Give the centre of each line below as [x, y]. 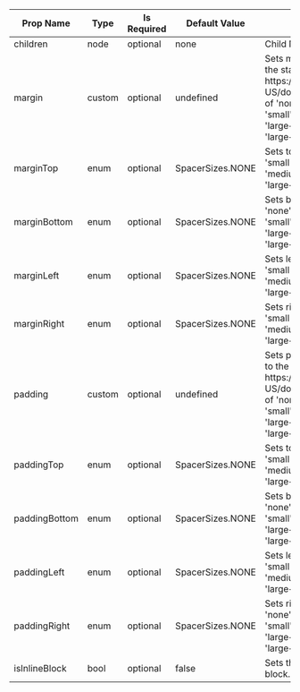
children [31, 44]
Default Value [216, 23]
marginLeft [37, 275]
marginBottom [43, 222]
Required [147, 29]
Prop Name [46, 23]
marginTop [36, 168]
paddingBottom [46, 518]
